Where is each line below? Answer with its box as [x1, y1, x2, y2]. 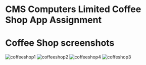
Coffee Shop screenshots [5, 37, 115, 49]
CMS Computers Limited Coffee [5, 4, 141, 15]
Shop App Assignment [5, 14, 102, 26]
